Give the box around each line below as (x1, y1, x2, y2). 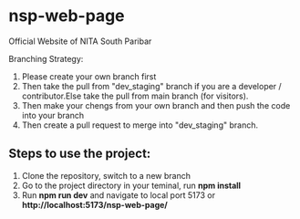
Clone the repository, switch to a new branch (21, 170, 191, 181)
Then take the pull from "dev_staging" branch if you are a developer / (21, 80, 282, 91)
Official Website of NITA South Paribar (8, 36, 152, 47)
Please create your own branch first (21, 70, 157, 82)
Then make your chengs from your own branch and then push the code (21, 99, 291, 110)
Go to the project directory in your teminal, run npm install (21, 180, 242, 191)
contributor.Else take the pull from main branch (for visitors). (21, 90, 249, 101)
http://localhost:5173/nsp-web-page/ (21, 199, 168, 210)
